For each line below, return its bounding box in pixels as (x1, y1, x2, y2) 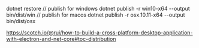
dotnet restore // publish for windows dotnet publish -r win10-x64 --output (6, 5, 190, 12)
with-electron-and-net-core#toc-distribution (6, 36, 116, 42)
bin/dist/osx (6, 18, 36, 24)
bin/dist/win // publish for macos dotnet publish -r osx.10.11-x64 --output (6, 11, 185, 18)
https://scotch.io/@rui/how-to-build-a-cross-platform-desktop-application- (6, 29, 193, 36)
